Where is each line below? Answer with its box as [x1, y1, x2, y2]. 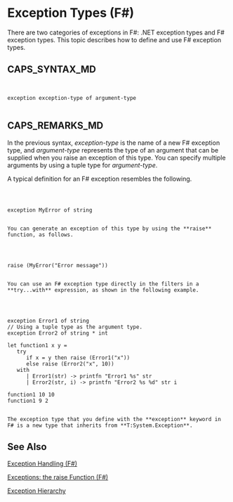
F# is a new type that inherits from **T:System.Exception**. [7, 422, 193, 429]
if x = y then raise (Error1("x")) [25, 354, 131, 361]
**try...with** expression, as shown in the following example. [7, 286, 199, 293]
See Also [7, 441, 47, 453]
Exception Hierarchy [7, 487, 67, 495]
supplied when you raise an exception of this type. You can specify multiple [7, 153, 226, 162]
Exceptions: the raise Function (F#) [7, 473, 109, 482]
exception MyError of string [7, 206, 93, 214]
